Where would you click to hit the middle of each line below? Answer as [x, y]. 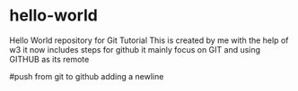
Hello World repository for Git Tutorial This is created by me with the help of [149, 40]
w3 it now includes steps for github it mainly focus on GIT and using [135, 49]
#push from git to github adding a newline [87, 76]
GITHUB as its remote [49, 59]
